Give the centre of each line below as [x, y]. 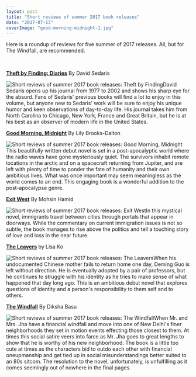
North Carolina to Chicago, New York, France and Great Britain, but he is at [96, 116]
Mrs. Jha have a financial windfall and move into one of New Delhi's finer [94, 324]
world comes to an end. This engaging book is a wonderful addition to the [95, 182]
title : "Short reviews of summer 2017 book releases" [73, 17]
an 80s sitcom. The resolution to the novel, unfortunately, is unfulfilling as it [97, 362]
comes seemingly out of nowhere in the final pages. [69, 368]
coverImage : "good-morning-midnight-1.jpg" [60, 28]
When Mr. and [171, 318]
